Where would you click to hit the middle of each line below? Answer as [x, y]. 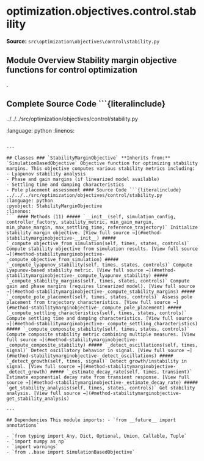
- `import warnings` [33, 447]
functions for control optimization [72, 70]
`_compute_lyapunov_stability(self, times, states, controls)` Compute [99, 265]
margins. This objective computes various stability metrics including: [101, 168]
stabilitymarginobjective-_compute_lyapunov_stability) [79, 275]
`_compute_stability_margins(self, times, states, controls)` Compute [98, 281]
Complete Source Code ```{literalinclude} [86, 104]
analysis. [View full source [43, 393]
